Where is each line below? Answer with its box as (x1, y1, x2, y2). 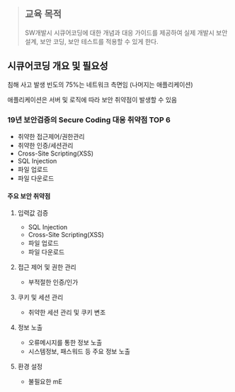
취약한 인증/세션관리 (17, 141, 74, 149)
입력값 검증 (17, 209, 49, 217)
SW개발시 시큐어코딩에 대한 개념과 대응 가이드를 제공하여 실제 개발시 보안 (24, 28, 228, 37)
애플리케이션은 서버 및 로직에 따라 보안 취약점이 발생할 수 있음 (7, 95, 178, 104)
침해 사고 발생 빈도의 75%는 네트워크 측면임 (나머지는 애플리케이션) (7, 80, 193, 89)
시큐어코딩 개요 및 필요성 (7, 60, 108, 72)
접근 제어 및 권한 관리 (17, 263, 76, 271)
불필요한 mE (28, 377, 62, 386)
